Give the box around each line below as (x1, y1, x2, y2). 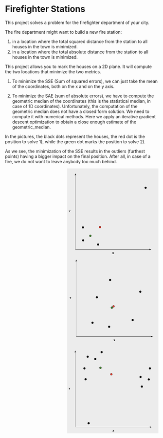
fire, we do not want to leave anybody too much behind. (5, 158, 117, 164)
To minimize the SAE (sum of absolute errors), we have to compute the (12, 93, 154, 99)
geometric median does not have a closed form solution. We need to (12, 109, 150, 114)
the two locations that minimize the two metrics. (5, 68, 101, 74)
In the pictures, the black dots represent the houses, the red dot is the (5, 133, 145, 139)
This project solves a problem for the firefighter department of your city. (5, 20, 150, 25)
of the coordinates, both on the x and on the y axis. (12, 83, 115, 89)
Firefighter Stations (5, 3, 86, 15)
